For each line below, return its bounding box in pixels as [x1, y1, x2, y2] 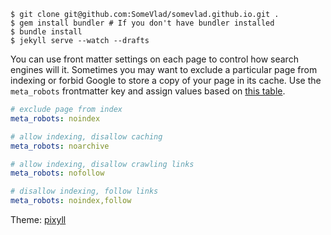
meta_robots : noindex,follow [10, 196, 132, 206]
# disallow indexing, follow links [10, 186, 159, 197]
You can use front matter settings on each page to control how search [10, 53, 299, 65]
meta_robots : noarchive [10, 141, 110, 151]
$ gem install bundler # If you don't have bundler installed [10, 18, 275, 28]
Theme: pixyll [10, 214, 67, 225]
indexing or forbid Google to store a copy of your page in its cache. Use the [10, 75, 322, 86]
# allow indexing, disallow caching [10, 131, 163, 142]
